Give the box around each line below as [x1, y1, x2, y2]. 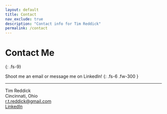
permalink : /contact [5, 26, 48, 31]
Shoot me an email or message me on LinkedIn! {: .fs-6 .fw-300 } [5, 73, 139, 80]
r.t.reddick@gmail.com [5, 98, 52, 105]
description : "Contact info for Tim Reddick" [5, 21, 101, 26]
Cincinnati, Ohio [5, 93, 38, 99]
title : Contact [5, 12, 37, 17]
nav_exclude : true [5, 16, 43, 21]
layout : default [5, 7, 39, 12]
